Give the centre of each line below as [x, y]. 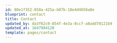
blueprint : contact [25, 14]
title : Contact [21, 19]
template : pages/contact [31, 33]
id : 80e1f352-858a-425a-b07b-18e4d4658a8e [50, 10]
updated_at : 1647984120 [30, 28]
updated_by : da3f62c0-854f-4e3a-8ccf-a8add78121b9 [59, 23]
